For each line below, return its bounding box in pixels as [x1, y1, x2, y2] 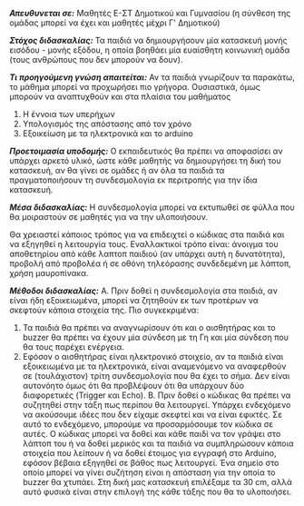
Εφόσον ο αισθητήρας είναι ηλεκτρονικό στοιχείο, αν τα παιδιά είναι [22, 352, 284, 362]
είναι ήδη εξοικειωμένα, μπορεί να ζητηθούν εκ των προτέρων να [9, 295, 259, 305]
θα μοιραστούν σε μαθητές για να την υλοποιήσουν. [9, 212, 209, 222]
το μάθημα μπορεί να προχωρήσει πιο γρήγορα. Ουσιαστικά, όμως [9, 82, 260, 92]
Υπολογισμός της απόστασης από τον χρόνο [22, 118, 192, 129]
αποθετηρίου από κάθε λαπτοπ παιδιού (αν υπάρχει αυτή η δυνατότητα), [9, 249, 286, 259]
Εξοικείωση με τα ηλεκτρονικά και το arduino [22, 128, 193, 139]
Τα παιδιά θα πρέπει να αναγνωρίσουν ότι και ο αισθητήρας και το [22, 322, 276, 332]
